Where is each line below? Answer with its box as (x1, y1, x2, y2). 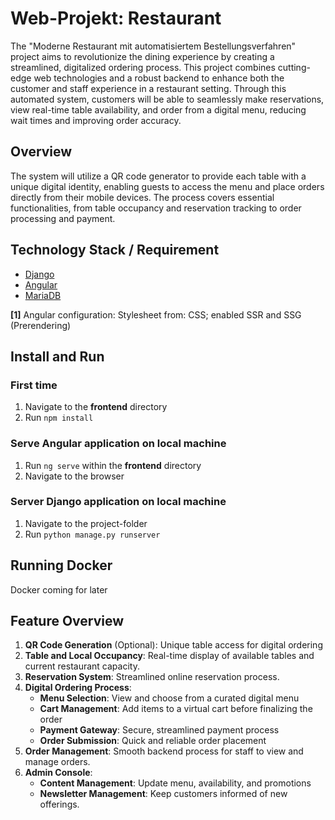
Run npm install (24, 412, 94, 424)
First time (10, 378, 58, 392)
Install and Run (10, 348, 105, 365)
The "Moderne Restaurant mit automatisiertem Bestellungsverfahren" (10, 40, 297, 52)
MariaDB (24, 289, 62, 301)
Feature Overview (10, 613, 125, 630)
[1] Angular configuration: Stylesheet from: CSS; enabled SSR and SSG (10, 308, 302, 321)
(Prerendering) (10, 319, 72, 331)
